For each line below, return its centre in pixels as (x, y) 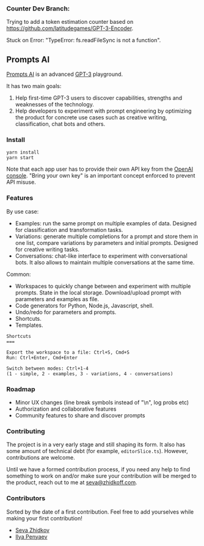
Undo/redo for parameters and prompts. (66, 312)
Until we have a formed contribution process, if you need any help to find (98, 469)
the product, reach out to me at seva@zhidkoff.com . (72, 482)
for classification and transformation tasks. (69, 230)
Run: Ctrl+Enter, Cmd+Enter (42, 357)
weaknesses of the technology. (55, 105)
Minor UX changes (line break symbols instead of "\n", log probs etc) (102, 402)
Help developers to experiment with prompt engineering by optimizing (103, 111)
